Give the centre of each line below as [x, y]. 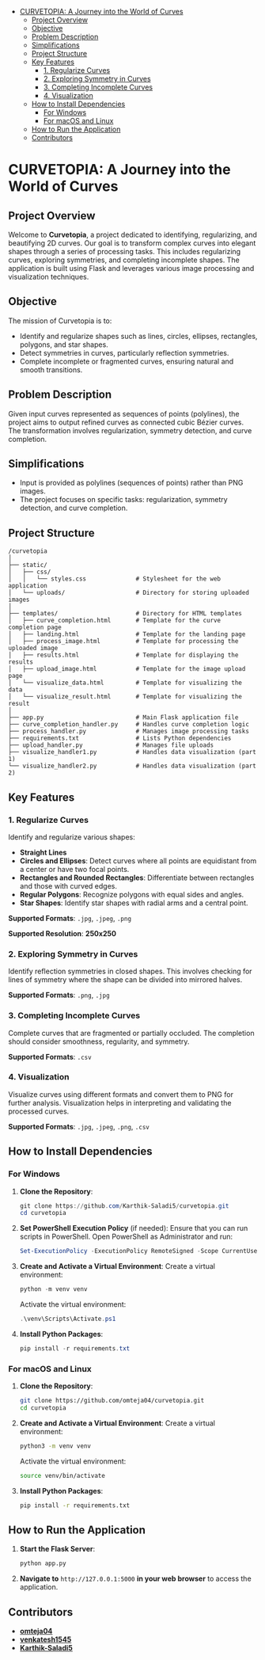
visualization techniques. [49, 277]
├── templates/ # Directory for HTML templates [125, 614]
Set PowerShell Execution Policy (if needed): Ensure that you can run [134, 1228]
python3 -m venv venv [55, 1446]
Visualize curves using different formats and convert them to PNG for [121, 1094]
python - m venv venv [53, 1289]
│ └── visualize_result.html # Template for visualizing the [125, 697]
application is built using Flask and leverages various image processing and [131, 268]
